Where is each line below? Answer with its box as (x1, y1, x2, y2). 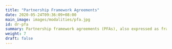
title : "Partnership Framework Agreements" (5, 7, 100, 13)
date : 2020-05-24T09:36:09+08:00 (5, 12, 77, 17)
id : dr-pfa (5, 21, 29, 27)
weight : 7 (5, 31, 27, 36)
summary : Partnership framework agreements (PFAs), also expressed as (5, 27, 159, 32)
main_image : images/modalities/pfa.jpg (5, 17, 91, 22)
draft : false (5, 36, 33, 41)
